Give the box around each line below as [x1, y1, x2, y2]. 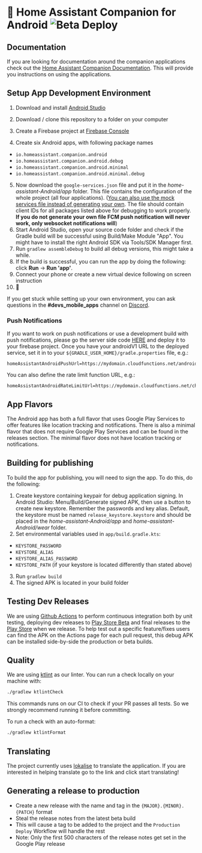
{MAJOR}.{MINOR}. [141, 803, 185, 809]
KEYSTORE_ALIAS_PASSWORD [15, 555, 78, 562]
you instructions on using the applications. [7, 71, 111, 77]
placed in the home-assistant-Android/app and [15, 517, 132, 525]
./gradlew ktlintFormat [7, 729, 67, 736]
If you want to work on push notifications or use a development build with [7, 330, 188, 337]
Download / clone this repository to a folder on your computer [15, 115, 168, 122]
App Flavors [7, 399, 53, 409]
